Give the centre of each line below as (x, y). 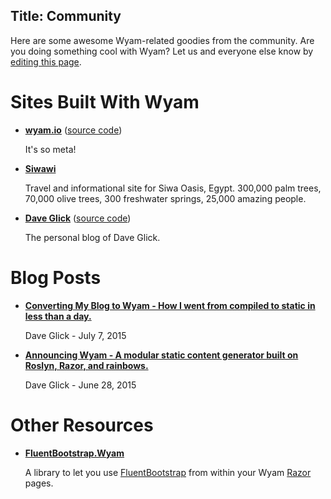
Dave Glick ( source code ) (78, 218)
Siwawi (40, 168)
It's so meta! (50, 149)
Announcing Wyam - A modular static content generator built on (161, 355)
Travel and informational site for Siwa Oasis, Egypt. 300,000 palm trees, (173, 188)
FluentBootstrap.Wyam (74, 453)
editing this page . (46, 61)
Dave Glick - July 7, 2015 (75, 335)
